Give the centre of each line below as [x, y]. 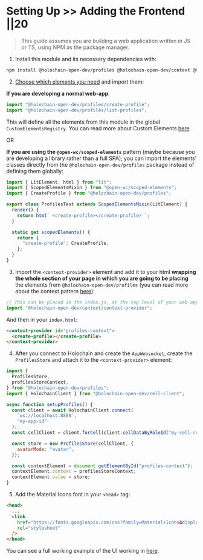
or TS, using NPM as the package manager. [75, 47]
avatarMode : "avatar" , [46, 449]
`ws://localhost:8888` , [47, 416]
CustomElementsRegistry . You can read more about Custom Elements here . [99, 128]
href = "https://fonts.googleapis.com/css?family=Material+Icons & [100, 522]
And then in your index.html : [42, 319]
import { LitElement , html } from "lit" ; [59, 182]
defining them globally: [35, 171]
